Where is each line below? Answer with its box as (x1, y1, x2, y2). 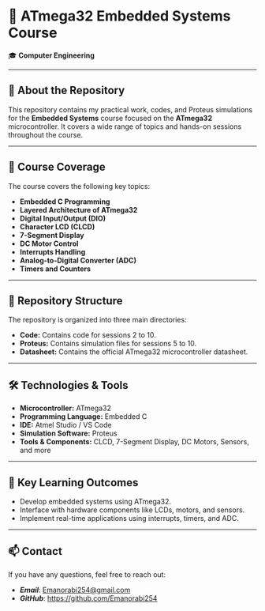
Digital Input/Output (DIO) (19, 213, 106, 223)
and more (19, 446, 51, 455)
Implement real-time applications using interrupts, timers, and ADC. (19, 514, 239, 522)
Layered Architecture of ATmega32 (19, 205, 138, 214)
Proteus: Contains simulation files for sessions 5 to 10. (19, 339, 197, 349)
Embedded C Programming (19, 197, 110, 206)
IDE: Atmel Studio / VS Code (19, 421, 112, 430)
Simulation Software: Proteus (19, 428, 118, 438)
